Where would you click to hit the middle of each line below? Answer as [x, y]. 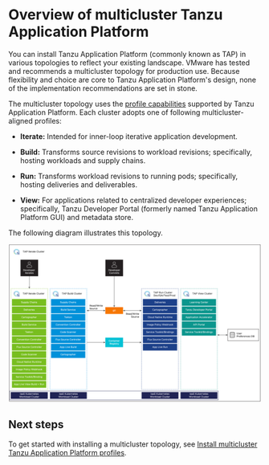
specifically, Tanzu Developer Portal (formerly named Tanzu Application [139, 208]
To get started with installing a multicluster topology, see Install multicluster [133, 444]
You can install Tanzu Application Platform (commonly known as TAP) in [127, 54]
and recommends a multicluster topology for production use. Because [124, 71]
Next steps [36, 424]
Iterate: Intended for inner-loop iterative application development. [129, 136]
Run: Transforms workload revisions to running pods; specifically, [129, 176]
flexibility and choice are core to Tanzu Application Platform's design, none [132, 80]
